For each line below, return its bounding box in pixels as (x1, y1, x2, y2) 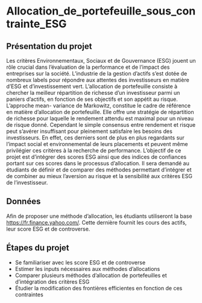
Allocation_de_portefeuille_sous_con (6, 4, 196, 18)
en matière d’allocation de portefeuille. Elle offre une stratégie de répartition (6, 109, 194, 115)
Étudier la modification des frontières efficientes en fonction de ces (14, 284, 183, 292)
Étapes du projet (6, 243, 69, 253)
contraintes (14, 291, 43, 298)
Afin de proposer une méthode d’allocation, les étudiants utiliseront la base (6, 212, 192, 220)
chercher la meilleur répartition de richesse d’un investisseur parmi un (6, 89, 180, 96)
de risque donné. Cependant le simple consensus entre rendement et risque (6, 121, 196, 128)
